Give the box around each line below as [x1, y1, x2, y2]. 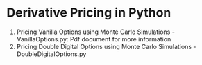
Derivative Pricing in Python [6, 5, 171, 21]
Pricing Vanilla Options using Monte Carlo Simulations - [16, 28, 175, 36]
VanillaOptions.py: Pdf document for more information [16, 35, 171, 43]
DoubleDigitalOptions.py [16, 50, 87, 58]
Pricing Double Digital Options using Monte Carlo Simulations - [16, 42, 196, 50]
